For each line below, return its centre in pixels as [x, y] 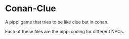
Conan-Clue [31, 9]
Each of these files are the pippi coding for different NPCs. [65, 31]
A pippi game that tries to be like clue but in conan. [57, 22]
